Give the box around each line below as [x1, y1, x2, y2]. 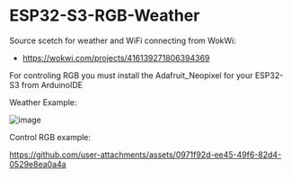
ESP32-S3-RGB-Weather [9, 5, 200, 26]
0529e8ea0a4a [9, 158, 66, 169]
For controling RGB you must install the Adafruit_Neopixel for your [9, 69, 253, 81]
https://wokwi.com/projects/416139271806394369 [22, 52, 210, 63]
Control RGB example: [9, 131, 92, 142]
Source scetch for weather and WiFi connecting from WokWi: [9, 35, 236, 46]
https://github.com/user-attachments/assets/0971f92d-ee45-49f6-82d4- [9, 149, 282, 160]
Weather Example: [9, 96, 77, 108]
